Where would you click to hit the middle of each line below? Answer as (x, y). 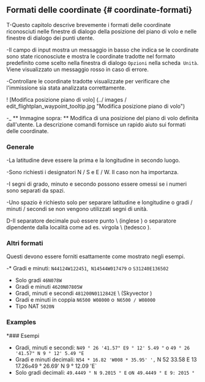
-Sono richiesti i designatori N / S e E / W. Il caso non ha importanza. (92, 172)
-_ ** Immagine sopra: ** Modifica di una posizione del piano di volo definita (102, 118)
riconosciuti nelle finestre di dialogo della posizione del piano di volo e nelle (102, 31)
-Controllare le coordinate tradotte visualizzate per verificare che (88, 81)
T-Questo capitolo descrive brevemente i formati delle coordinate (89, 25)
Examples (21, 323)
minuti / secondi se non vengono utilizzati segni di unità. (77, 209)
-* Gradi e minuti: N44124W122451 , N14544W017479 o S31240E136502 (88, 269)
